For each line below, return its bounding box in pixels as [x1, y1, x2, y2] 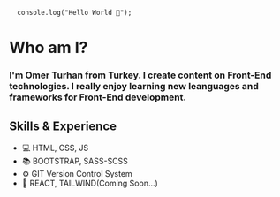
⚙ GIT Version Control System [21, 168, 132, 178]
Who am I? [9, 38, 88, 57]
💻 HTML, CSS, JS [21, 142, 89, 153]
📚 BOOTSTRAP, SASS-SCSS [21, 155, 128, 166]
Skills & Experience [9, 118, 117, 133]
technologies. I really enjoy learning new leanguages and [9, 80, 259, 93]
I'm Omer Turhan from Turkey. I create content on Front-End [9, 69, 272, 81]
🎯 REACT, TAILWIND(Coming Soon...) [21, 178, 159, 188]
